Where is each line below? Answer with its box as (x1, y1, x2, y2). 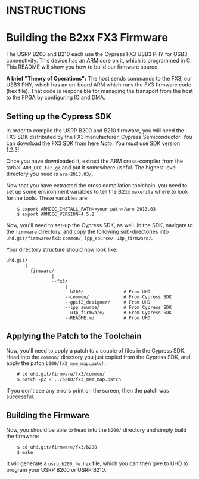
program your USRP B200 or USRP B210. (6, 466, 107, 473)
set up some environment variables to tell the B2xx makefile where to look (6, 188, 189, 195)
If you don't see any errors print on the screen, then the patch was (6, 387, 169, 394)
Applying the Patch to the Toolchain (6, 331, 142, 341)
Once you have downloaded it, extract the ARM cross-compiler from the (6, 157, 184, 165)
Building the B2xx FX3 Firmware (6, 31, 169, 45)
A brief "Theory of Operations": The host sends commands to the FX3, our (6, 75, 192, 82)
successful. (6, 393, 35, 400)
